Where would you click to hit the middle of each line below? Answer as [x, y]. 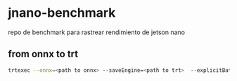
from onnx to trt [43, 54]
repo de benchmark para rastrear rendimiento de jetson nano [97, 32]
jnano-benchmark [62, 13]
